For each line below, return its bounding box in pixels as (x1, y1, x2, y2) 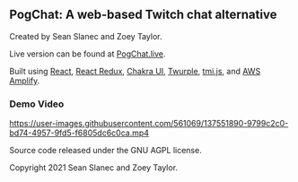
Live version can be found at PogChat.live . (9, 48, 166, 59)
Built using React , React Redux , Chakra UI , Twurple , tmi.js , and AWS (9, 65, 261, 76)
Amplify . (9, 75, 40, 86)
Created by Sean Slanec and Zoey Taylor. (9, 30, 162, 41)
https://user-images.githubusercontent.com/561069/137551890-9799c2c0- (9, 118, 289, 129)
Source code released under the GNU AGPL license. (9, 145, 202, 156)
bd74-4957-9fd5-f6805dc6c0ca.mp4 (9, 127, 150, 138)
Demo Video (9, 98, 65, 110)
